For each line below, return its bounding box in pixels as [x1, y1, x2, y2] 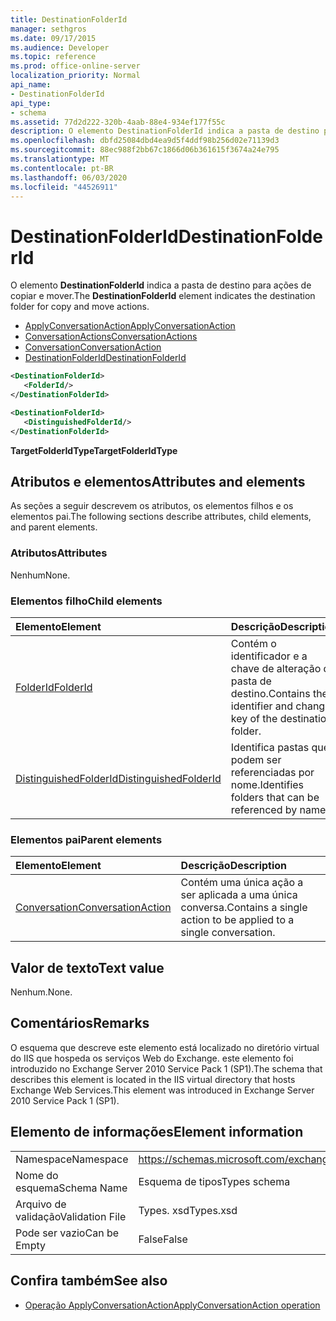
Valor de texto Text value [10, 959, 165, 976]
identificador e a [230, 649, 308, 663]
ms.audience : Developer [10, 42, 110, 53]
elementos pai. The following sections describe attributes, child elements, [10, 511, 312, 523]
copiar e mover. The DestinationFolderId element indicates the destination [10, 290, 316, 302]
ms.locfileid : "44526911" [10, 182, 118, 192]
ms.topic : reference [10, 52, 97, 62]
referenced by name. [230, 802, 329, 816]
